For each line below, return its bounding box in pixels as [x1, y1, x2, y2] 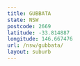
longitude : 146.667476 [7, 36, 73, 43]
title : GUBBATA [7, 10, 51, 17]
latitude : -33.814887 [7, 29, 70, 36]
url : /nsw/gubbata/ [7, 42, 64, 49]
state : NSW [7, 16, 39, 23]
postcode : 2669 [7, 23, 51, 30]
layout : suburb [7, 49, 51, 56]
